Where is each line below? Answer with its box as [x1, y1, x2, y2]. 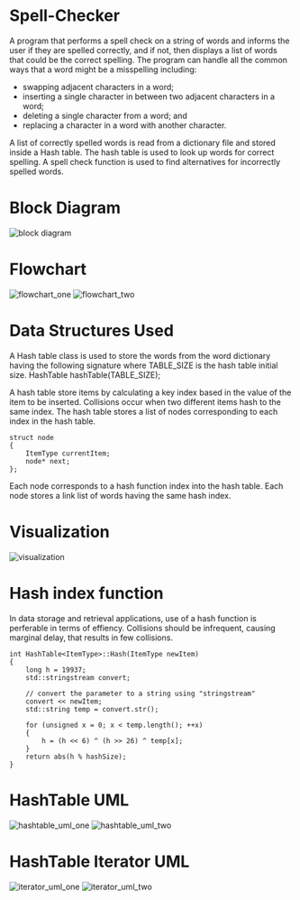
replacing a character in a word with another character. [22, 119, 227, 131]
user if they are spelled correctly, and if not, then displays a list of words [9, 44, 277, 55]
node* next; [25, 456, 70, 465]
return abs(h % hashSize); [25, 752, 127, 761]
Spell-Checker [9, 5, 120, 26]
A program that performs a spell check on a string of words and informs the [9, 35, 290, 46]
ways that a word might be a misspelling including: [9, 64, 197, 75]
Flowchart [9, 259, 87, 280]
